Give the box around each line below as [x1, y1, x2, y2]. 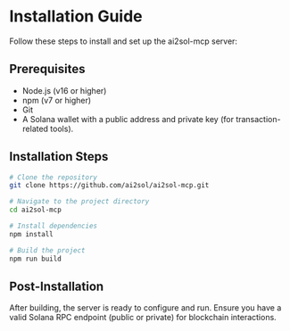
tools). [50, 123, 74, 134]
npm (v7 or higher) [21, 95, 92, 105]
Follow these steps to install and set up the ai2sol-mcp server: [9, 36, 238, 46]
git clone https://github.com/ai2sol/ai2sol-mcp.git [9, 181, 210, 190]
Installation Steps [9, 149, 109, 164]
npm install [9, 229, 54, 238]
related [21, 123, 49, 134]
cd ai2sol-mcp [9, 205, 62, 215]
